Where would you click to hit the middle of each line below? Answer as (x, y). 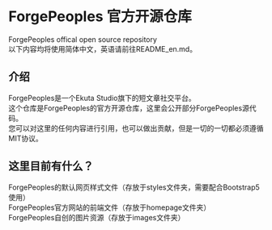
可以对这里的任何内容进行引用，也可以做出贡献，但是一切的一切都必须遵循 (139, 128)
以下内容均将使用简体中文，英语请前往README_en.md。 (102, 48)
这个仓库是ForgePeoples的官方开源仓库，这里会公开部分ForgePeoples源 (129, 108)
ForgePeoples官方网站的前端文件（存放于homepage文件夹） (110, 207)
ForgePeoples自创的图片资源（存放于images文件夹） (97, 217)
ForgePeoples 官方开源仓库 (100, 17)
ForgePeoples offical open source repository (83, 39)
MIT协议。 (25, 138)
